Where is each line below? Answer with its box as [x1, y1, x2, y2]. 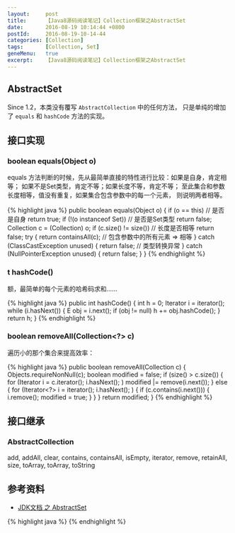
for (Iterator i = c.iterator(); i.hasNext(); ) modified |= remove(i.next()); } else [7, 377, 228, 386]
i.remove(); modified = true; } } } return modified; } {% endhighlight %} [7, 392, 213, 402]
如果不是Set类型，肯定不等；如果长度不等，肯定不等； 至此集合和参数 [21, 182, 225, 190]
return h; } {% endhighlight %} [7, 313, 96, 322]
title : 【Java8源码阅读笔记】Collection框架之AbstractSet [7, 17, 186, 24]
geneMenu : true [7, 50, 59, 58]
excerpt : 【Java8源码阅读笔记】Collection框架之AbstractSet [7, 57, 186, 64]
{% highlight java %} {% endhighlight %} [7, 517, 126, 526]
